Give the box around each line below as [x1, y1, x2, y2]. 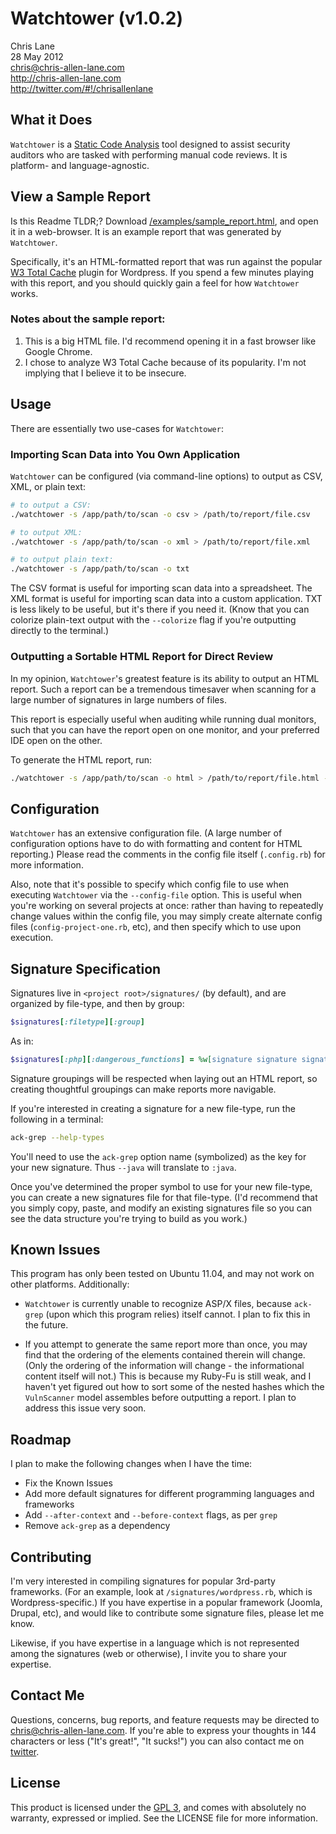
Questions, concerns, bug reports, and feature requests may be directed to [10, 1713, 320, 1726]
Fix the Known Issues [24, 1477, 113, 1489]
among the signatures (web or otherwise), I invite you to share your [10, 1648, 288, 1660]
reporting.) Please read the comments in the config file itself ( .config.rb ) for [10, 848, 326, 861]
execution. [10, 932, 54, 944]
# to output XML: [10, 527, 83, 537]
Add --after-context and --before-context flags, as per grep [24, 1509, 278, 1521]
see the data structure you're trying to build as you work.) [10, 1212, 248, 1224]
